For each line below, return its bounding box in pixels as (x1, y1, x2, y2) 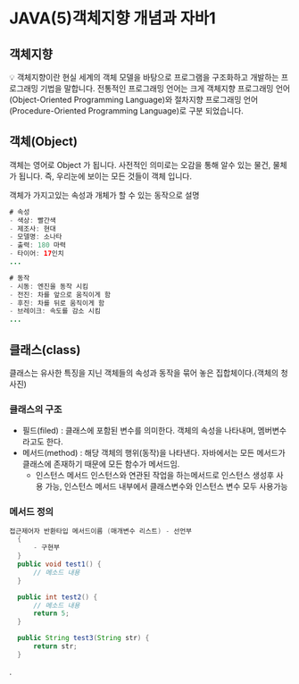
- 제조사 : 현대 (9, 224, 56, 233)
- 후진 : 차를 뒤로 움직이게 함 (9, 299, 105, 308)
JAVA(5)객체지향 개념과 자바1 (9, 8, 216, 29)
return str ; (32, 642, 78, 651)
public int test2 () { (17, 592, 98, 602)
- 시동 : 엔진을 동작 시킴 (9, 282, 89, 291)
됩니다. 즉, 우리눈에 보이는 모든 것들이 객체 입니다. (18, 171, 192, 182)
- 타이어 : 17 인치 (9, 249, 64, 258)
